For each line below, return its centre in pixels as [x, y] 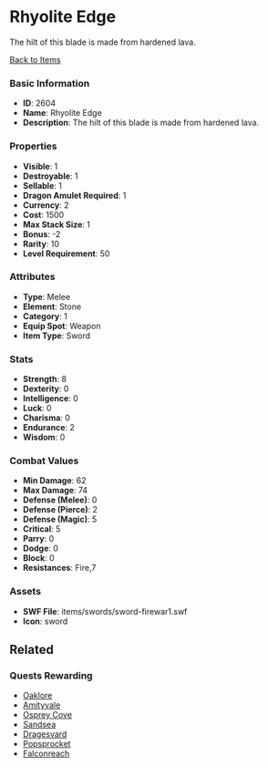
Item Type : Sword [57, 336]
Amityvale [41, 705]
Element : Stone [52, 306]
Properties [33, 146]
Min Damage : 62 [54, 481]
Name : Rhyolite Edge [62, 113]
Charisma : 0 [46, 418]
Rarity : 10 [41, 244]
